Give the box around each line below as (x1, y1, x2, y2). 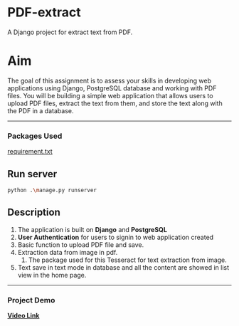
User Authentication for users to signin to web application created (17, 233, 214, 241)
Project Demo (7, 295, 55, 305)
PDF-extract (7, 4, 81, 21)
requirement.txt (7, 147, 53, 156)
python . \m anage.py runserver (7, 186, 97, 194)
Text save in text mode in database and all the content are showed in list (17, 263, 230, 271)
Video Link (7, 311, 40, 320)
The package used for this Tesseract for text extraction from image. (28, 256, 228, 264)
